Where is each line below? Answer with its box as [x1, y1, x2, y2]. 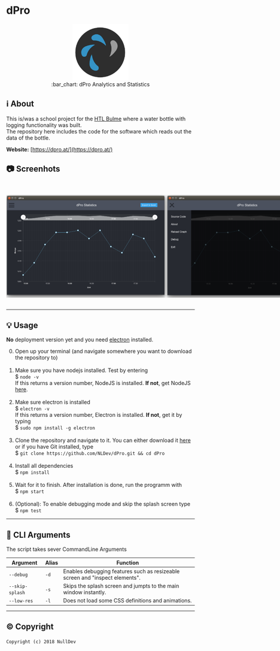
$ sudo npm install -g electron [14, 424, 96, 431]
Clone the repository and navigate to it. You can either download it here [14, 437, 191, 444]
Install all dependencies [14, 462, 74, 470]
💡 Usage [6, 320, 38, 330]
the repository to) [14, 354, 58, 361]
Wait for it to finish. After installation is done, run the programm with [14, 482, 182, 489]
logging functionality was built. [6, 121, 82, 129]
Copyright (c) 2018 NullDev [6, 638, 77, 644]
